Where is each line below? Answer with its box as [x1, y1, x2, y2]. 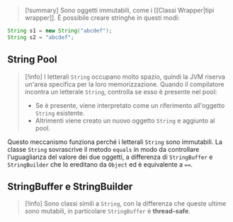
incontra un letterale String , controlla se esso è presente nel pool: [24, 87, 217, 96]
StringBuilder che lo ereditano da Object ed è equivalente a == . [7, 160, 193, 169]
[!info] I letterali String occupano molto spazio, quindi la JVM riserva [24, 72, 225, 81]
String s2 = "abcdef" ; [7, 33, 74, 41]
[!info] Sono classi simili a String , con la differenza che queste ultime [24, 199, 227, 208]
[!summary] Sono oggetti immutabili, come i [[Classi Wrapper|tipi [24, 6, 215, 14]
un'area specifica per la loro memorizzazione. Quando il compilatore [24, 79, 225, 88]
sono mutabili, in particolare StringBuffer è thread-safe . [24, 207, 191, 216]
